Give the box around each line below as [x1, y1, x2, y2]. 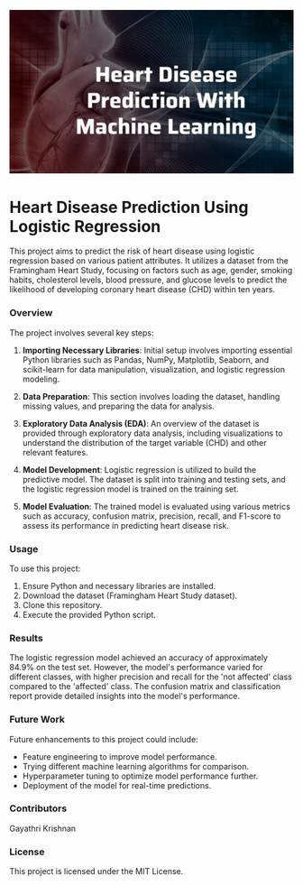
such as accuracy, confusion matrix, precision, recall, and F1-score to [22, 511, 281, 521]
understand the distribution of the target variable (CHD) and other [22, 437, 268, 447]
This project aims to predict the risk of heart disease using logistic [9, 245, 255, 257]
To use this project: [9, 563, 81, 574]
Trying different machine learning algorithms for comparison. [22, 761, 250, 771]
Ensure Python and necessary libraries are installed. [22, 580, 216, 591]
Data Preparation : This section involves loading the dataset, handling [22, 391, 280, 401]
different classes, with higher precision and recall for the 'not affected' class [9, 671, 293, 682]
